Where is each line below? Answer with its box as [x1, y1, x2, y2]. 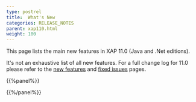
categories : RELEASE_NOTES [6, 20, 74, 26]
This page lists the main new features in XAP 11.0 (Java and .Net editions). [6, 47, 190, 55]
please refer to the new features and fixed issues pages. [6, 65, 147, 73]
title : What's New [6, 14, 55, 20]
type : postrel [6, 8, 42, 15]
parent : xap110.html [6, 25, 58, 32]
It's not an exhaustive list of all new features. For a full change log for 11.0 [6, 59, 188, 67]
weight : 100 [6, 31, 36, 37]
